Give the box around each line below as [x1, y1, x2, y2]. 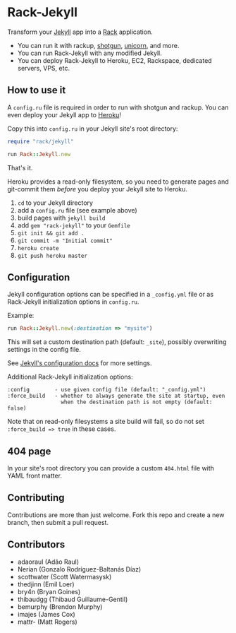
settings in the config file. [7, 345, 81, 354]
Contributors [7, 538, 66, 551]
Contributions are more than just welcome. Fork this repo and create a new [7, 510, 225, 519]
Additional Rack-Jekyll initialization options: [7, 372, 134, 381]
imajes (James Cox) [17, 610, 75, 618]
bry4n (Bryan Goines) [17, 587, 81, 596]
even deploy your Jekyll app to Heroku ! [7, 110, 122, 119]
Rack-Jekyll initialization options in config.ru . [7, 297, 139, 306]
